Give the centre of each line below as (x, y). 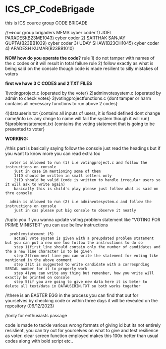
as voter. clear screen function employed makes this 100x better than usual (82, 336)
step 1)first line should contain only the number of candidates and (87, 247)
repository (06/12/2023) (30, 306)
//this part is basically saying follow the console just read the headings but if (83, 148)
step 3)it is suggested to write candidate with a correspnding (82, 264)
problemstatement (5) (32, 234)
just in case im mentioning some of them (57, 171)
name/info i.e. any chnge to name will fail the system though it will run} (77, 118)
